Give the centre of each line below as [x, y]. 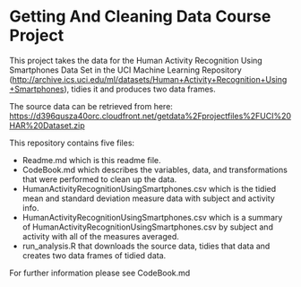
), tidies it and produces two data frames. [140, 89]
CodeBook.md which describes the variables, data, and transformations [155, 170]
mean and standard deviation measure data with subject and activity [148, 198]
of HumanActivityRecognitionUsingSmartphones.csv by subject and [147, 227]
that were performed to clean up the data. [99, 179]
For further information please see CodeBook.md [100, 273]
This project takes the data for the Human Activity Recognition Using [136, 60]
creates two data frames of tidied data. [94, 255]
